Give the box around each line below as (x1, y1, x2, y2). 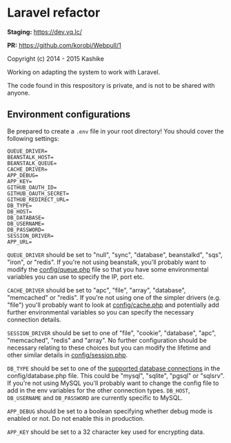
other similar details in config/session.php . (7, 350, 128, 359)
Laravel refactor (7, 5, 101, 21)
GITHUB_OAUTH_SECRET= (7, 190, 70, 197)
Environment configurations (7, 109, 131, 120)
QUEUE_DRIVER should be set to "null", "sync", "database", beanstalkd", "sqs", (7, 250, 223, 258)
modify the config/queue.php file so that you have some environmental (7, 265, 209, 274)
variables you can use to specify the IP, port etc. (7, 272, 145, 281)
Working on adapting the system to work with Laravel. (7, 68, 161, 76)
